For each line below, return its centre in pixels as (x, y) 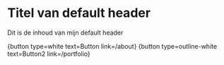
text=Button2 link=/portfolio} (49, 54)
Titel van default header (79, 13)
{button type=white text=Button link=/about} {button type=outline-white (112, 46)
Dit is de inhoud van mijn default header (65, 32)
